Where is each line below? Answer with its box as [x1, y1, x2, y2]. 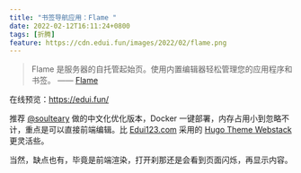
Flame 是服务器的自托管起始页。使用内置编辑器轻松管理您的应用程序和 [31, 64, 293, 74]
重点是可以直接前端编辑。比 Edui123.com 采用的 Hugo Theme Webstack [24, 125, 292, 135]
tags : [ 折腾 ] [9, 30, 56, 39]
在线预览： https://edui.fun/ [9, 94, 110, 105]
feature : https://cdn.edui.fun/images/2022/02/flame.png [9, 38, 227, 48]
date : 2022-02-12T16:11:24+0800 [9, 22, 130, 30]
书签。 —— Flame [31, 75, 99, 86]
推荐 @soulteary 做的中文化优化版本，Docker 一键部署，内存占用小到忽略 [9, 113, 282, 124]
